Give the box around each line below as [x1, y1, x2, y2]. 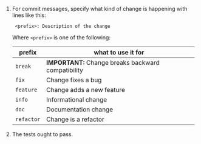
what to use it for [94, 48, 145, 56]
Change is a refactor [46, 115, 104, 123]
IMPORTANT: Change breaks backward [46, 59, 160, 67]
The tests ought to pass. [12, 131, 73, 138]
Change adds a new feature [46, 86, 126, 94]
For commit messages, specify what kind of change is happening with [12, 5, 188, 12]
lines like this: [12, 11, 47, 19]
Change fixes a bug [46, 76, 102, 84]
